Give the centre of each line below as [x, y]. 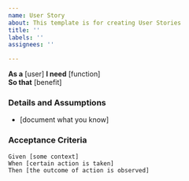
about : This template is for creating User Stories [94, 23]
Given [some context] [44, 157]
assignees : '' [31, 45]
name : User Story [37, 15]
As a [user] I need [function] [54, 74]
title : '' [24, 30]
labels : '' [26, 37]
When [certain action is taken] [61, 163]
